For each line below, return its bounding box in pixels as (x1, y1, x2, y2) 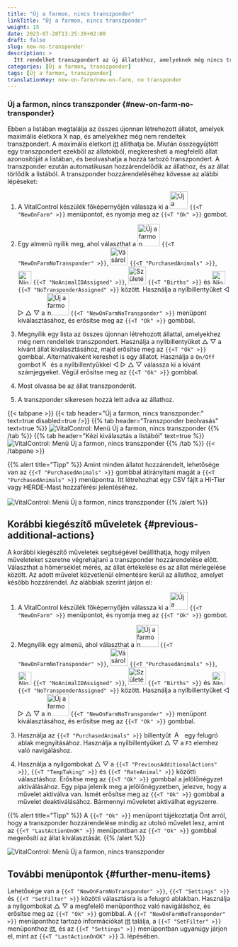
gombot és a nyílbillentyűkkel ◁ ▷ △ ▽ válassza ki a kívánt (17, 360, 200, 369)
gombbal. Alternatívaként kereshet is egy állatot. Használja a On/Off (17, 352, 215, 361)
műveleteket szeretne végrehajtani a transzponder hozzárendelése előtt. (7, 556, 220, 564)
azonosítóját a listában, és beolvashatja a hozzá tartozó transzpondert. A (7, 154, 220, 163)
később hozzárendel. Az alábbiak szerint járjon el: (7, 578, 153, 587)
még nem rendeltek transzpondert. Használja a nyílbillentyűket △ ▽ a (17, 337, 222, 345)
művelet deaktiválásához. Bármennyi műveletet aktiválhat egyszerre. (17, 798, 218, 806)
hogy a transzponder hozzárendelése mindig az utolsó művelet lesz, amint (7, 819, 225, 827)
